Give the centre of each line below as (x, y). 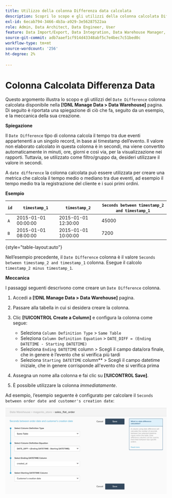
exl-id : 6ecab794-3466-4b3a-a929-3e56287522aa (56, 21)
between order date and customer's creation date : (60, 400)
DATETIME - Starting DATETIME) (54, 344)
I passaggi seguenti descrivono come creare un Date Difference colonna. (83, 288)
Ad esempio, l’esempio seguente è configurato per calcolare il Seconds (79, 395)
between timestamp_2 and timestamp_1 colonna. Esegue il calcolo (74, 262)
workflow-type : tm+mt (28, 44)
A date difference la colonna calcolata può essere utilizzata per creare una (85, 173)
